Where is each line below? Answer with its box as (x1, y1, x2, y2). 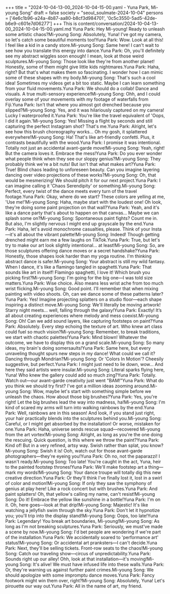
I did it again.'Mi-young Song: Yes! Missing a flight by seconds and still (5, 118, 153, 124)
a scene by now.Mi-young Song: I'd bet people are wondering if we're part (5, 529, 161, 535)
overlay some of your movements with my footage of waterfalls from (5, 96, 149, 102)
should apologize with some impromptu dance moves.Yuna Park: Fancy (5, 572, 155, 578)
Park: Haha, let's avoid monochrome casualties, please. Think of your (5, 226, 151, 232)
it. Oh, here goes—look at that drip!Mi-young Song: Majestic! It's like (5, 502, 148, 508)
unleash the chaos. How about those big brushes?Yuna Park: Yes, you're (5, 394, 157, 400)
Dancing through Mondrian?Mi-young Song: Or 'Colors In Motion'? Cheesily (5, 356, 164, 362)
